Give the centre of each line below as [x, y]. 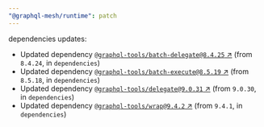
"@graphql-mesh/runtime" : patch [63, 16]
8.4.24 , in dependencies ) [60, 63]
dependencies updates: [48, 39]
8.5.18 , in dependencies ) [60, 80]
